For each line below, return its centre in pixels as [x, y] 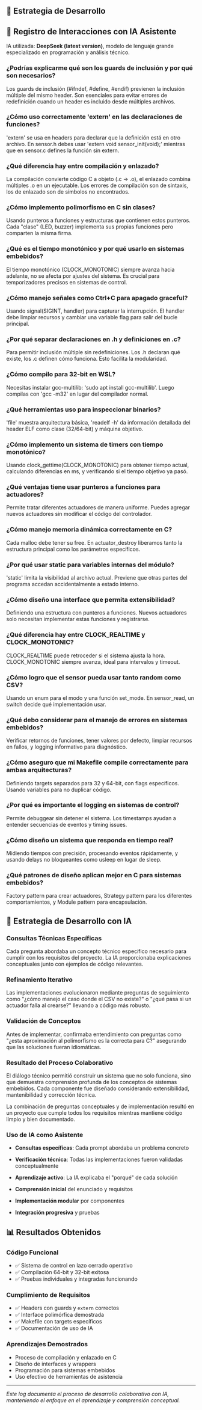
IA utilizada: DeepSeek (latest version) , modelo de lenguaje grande [90, 46]
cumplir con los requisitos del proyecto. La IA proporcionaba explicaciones [99, 958]
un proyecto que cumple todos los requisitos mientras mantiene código [94, 1113]
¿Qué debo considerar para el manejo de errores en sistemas [97, 720]
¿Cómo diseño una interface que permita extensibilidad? [91, 599]
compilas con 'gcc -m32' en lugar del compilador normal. [77, 394]
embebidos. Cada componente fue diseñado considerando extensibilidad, [98, 1088]
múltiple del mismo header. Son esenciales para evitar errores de [87, 95]
